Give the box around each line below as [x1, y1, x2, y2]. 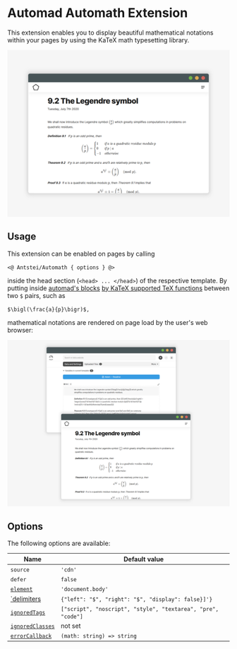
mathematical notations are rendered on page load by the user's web [7, 318, 208, 326]
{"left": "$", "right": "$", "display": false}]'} [61, 595, 213, 603]
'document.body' [61, 586, 109, 593]
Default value [123, 554, 164, 563]
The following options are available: [7, 539, 111, 548]
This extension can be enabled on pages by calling [7, 249, 155, 258]
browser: [7, 326, 34, 334]
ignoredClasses [10, 623, 55, 630]
